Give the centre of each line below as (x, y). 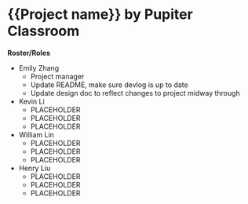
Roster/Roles (29, 53)
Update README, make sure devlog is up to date (109, 85)
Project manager (57, 76)
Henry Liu (35, 168)
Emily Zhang (39, 67)
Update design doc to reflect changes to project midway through (135, 93)
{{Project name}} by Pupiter (100, 15)
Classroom (44, 31)
